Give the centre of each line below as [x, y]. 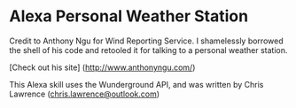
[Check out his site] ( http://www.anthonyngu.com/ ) [102, 67]
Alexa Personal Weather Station [129, 16]
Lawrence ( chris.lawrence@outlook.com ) [85, 94]
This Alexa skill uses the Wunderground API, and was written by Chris [136, 84]
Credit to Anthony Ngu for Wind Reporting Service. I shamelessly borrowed [146, 41]
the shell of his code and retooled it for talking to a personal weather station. [148, 50]
